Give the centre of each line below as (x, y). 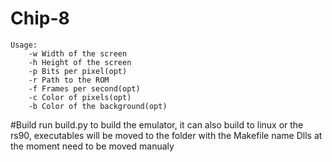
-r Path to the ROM (69, 80)
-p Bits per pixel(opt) (78, 71)
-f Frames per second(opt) (84, 88)
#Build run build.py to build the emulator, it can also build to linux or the (157, 124)
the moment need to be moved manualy (92, 146)
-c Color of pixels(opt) (80, 97)
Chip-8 (40, 18)
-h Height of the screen (80, 62)
